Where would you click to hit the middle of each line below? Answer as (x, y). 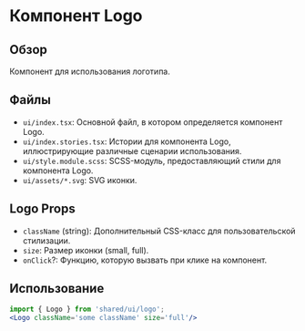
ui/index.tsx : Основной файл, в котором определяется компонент (152, 122)
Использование (57, 289)
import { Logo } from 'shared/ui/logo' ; (87, 310)
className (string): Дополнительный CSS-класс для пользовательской (159, 231)
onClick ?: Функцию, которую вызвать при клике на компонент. (145, 260)
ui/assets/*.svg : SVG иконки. (80, 180)
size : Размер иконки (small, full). (86, 250)
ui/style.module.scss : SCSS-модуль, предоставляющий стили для (152, 160)
